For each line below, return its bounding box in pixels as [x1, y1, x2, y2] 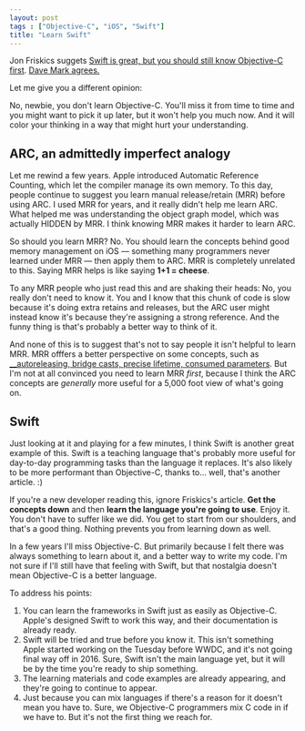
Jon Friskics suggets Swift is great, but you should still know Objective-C [9, 56, 284, 66]
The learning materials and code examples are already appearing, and [22, 673, 286, 684]
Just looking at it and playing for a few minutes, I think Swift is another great [9, 438, 294, 449]
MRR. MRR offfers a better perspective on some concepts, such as [9, 349, 259, 360]
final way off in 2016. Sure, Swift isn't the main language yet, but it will [22, 654, 285, 665]
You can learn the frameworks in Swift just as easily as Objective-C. [22, 605, 278, 615]
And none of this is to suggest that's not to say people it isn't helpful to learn [9, 339, 296, 350]
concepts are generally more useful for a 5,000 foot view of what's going [9, 378, 284, 389]
